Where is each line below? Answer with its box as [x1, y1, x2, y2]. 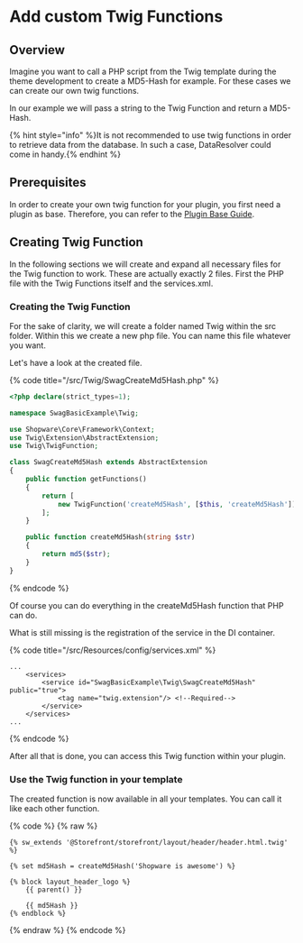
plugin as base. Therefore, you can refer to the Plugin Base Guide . [9, 208, 255, 219]
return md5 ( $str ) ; [41, 550, 111, 559]
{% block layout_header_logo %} [9, 877, 131, 886]
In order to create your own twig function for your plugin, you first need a [9, 198, 281, 209]
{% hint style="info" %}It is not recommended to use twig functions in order [9, 130, 292, 141]
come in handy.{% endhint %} [9, 149, 122, 160]
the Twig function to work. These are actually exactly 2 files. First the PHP [9, 268, 284, 279]
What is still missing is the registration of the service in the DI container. [9, 627, 276, 637]
